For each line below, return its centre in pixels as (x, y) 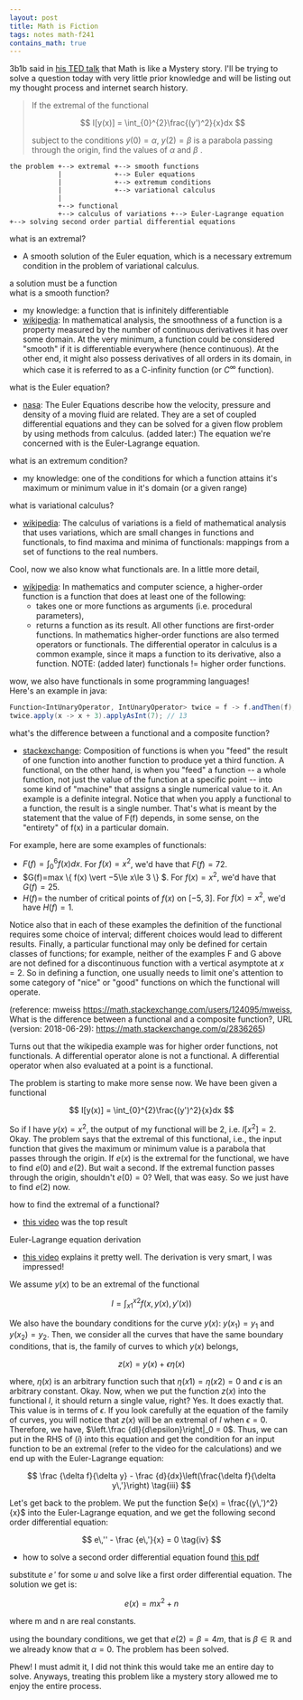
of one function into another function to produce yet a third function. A (153, 760)
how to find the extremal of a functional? (84, 1204)
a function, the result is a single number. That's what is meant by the (149, 808)
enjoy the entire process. (55, 1686)
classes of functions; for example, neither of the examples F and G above (146, 954)
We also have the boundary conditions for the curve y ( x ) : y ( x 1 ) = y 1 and (142, 1324)
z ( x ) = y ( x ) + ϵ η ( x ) (151, 1364)
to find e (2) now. (40, 1187)
